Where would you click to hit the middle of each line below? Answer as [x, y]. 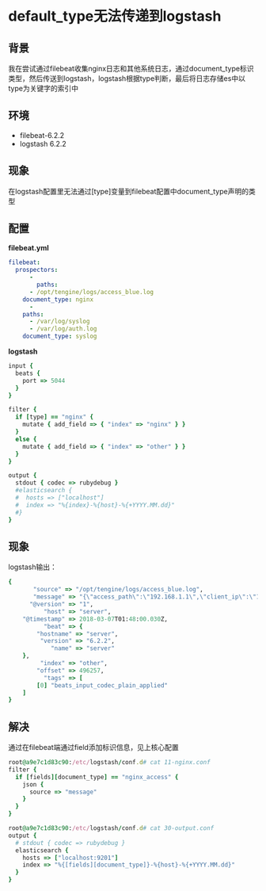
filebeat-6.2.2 [42, 135]
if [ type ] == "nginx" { [54, 417]
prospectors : [37, 270]
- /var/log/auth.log [63, 329]
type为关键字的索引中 [44, 88]
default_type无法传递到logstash [115, 16]
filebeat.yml [28, 248]
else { [26, 439]
